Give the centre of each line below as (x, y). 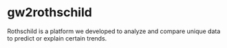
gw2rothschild (50, 13)
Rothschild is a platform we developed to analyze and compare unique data (114, 31)
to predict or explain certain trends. (57, 38)
